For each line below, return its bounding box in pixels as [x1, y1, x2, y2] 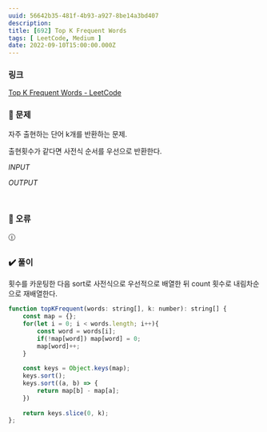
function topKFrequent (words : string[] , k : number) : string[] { [8, 305, 227, 313]
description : [8, 19, 52, 27]
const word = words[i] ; [37, 327, 116, 335]
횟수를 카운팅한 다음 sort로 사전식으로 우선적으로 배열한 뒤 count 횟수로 [8, 279, 232, 289]
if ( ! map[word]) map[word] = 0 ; [37, 334, 141, 342]
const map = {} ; [22, 313, 78, 321]
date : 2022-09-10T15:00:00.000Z [8, 42, 116, 50]
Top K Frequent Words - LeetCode [8, 88, 122, 98]
